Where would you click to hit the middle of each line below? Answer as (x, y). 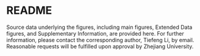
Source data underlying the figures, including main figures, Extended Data (99, 27)
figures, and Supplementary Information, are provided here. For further (95, 33)
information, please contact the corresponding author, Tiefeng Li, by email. (100, 40)
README (29, 11)
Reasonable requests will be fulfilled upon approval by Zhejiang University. (100, 46)
